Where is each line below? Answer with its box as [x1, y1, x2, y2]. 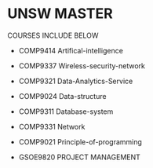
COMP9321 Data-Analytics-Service [18, 76, 133, 86]
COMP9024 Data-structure [18, 91, 107, 100]
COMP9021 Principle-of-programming [18, 137, 143, 146]
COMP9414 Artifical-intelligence [18, 46, 123, 55]
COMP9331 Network [18, 122, 86, 131]
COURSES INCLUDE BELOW [7, 31, 99, 40]
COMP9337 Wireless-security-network [18, 60, 146, 71]
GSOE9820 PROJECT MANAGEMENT [18, 152, 140, 162]
